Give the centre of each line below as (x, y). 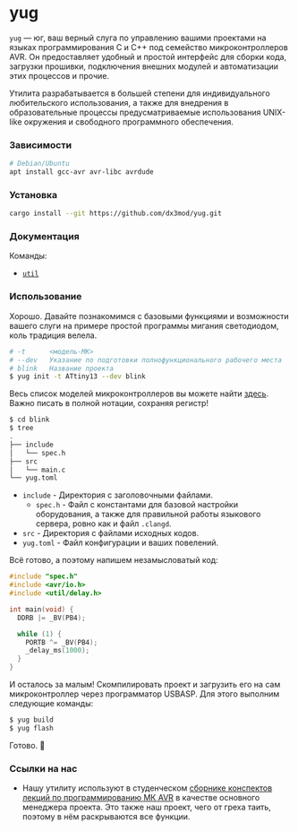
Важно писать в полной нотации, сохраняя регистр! (109, 403)
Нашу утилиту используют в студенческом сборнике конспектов (147, 788)
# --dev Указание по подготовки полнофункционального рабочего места (145, 360)
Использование (46, 297)
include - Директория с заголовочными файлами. (117, 495)
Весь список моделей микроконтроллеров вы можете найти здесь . (139, 394)
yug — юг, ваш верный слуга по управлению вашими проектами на (138, 38)
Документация (44, 237)
